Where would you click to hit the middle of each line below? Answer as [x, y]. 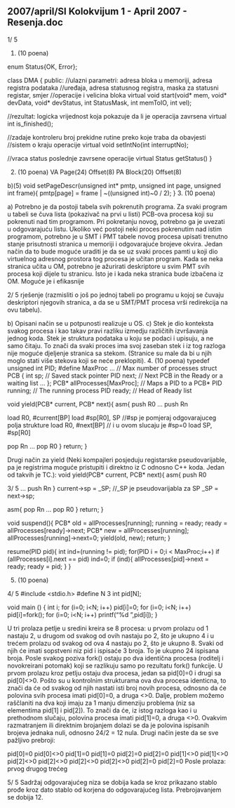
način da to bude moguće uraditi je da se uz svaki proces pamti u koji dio [113, 251]
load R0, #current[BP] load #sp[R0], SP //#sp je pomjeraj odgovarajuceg [112, 418]
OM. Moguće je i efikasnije [46, 281]
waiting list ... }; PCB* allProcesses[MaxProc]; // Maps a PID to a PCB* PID [115, 383]
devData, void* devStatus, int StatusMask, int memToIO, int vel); [99, 102]
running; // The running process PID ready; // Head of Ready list [100, 390]
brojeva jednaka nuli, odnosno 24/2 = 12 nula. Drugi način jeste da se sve [113, 732]
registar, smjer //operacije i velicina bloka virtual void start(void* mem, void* [117, 95]
